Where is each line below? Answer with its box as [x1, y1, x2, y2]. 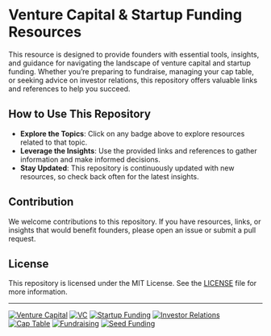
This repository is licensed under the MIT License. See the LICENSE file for [8, 279, 257, 288]
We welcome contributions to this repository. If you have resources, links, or [8, 216, 261, 226]
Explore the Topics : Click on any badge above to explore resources [19, 128, 245, 138]
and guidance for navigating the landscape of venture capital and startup [8, 58, 252, 68]
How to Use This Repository [8, 107, 152, 121]
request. [8, 233, 36, 243]
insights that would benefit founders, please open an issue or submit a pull [8, 225, 256, 235]
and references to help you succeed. [8, 83, 131, 94]
